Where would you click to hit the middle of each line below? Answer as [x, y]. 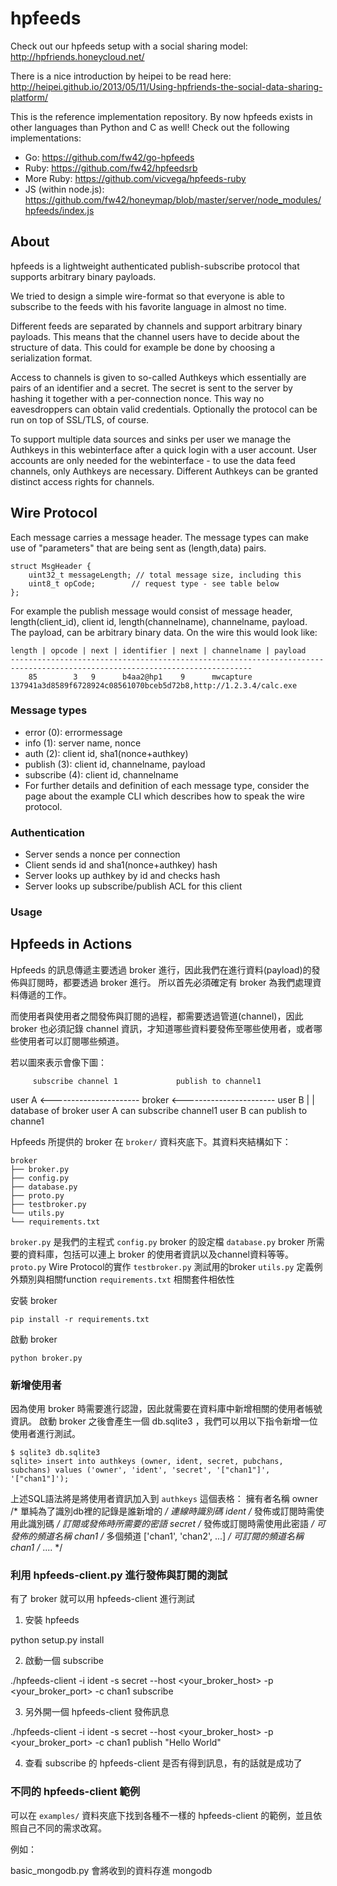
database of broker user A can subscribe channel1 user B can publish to [159, 1110]
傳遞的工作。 [45, 994]
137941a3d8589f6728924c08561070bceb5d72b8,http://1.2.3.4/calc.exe [154, 685]
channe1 [27, 1121]
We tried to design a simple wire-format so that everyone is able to [147, 296]
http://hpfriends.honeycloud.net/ [77, 56]
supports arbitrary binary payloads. [83, 276]
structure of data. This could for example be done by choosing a [143, 347]
